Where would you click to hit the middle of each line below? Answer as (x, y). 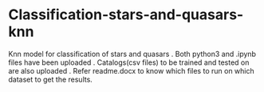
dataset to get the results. (51, 79)
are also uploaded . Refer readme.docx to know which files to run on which (131, 70)
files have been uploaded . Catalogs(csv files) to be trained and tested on (129, 62)
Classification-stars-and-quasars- (126, 15)
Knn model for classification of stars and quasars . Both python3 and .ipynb (132, 54)
